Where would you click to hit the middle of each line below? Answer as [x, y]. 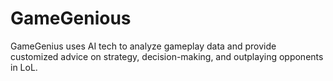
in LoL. [24, 67]
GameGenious [71, 18]
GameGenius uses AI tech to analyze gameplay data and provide [143, 46]
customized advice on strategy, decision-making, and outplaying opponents [167, 56]
